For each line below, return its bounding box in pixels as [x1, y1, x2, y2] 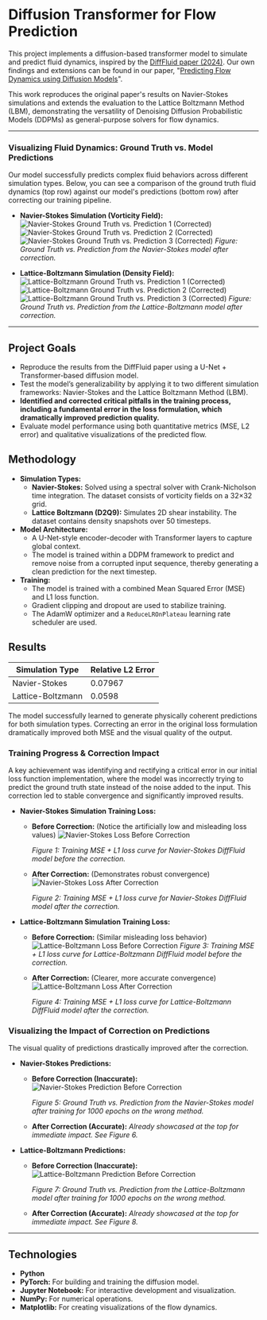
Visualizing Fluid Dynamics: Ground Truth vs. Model [8, 141, 213, 153]
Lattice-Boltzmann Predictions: [19, 1146, 126, 1155]
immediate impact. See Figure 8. [31, 1217, 138, 1227]
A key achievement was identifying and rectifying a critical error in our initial [8, 765, 257, 775]
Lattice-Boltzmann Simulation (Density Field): [19, 269, 175, 278]
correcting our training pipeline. [8, 195, 112, 205]
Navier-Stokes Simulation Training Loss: [19, 806, 157, 815]
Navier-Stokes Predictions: [19, 1059, 112, 1068]
